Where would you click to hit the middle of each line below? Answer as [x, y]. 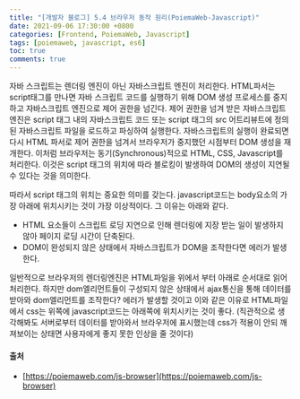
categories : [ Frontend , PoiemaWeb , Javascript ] [100, 34]
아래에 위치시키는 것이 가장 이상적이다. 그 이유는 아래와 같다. [124, 206]
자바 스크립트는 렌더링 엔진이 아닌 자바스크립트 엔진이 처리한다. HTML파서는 [142, 86]
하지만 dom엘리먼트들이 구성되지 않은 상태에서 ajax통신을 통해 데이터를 [167, 289]
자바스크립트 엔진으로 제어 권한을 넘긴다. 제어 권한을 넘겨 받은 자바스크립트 [156, 108]
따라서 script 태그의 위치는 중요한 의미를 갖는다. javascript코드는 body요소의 [144, 195]
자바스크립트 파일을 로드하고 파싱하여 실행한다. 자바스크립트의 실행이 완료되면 [154, 130]
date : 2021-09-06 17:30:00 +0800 [72, 26]
